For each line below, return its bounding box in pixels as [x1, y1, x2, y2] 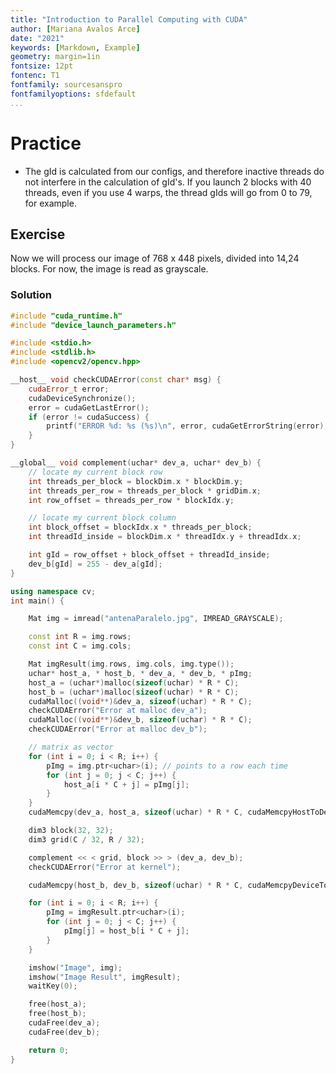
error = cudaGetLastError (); [28, 402, 150, 413]
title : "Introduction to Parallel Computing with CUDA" [10, 14, 248, 25]
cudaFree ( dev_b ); [28, 1027, 101, 1037]
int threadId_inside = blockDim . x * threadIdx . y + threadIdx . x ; [28, 532, 302, 542]
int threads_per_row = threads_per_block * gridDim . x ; [28, 486, 262, 496]
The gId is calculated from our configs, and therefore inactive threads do [24, 165, 325, 177]
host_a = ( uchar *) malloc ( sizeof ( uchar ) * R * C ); [28, 677, 240, 688]
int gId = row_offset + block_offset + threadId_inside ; [28, 550, 271, 560]
